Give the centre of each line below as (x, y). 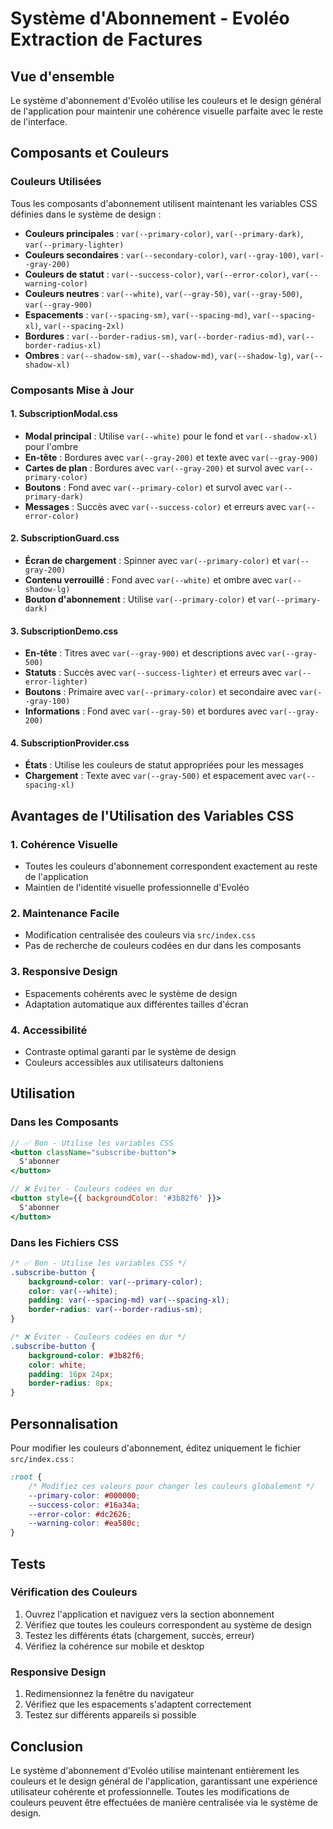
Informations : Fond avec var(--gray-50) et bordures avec (146, 711)
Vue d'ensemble (62, 76)
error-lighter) (56, 682)
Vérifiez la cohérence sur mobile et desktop (114, 1646)
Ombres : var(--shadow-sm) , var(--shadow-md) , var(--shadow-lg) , (159, 355)
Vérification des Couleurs (74, 1592)
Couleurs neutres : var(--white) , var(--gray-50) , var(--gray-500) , (163, 293)
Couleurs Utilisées (56, 182)
